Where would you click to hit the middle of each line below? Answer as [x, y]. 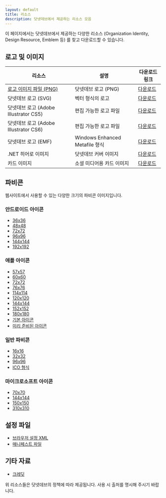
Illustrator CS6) [25, 130]
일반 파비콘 [18, 340]
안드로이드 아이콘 [24, 209]
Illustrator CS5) [25, 114]
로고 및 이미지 [25, 57]
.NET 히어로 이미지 [28, 154]
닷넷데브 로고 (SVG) [30, 99]
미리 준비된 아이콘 [29, 326]
